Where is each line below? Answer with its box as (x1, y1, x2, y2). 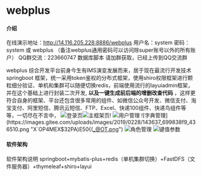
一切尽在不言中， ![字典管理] (16, 112, 168, 119)
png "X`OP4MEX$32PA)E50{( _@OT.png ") (19, 126, 124, 133)
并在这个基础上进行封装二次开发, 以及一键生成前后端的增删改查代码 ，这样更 (6, 90, 196, 97)
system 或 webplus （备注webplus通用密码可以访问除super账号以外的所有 (6, 46, 191, 54)
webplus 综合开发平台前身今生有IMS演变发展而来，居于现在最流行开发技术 (6, 67, 192, 74)
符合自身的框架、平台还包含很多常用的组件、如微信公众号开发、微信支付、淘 (6, 97, 197, 104)
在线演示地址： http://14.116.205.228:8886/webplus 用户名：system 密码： (6, 39, 190, 46)
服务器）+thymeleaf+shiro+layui (11, 163, 92, 170)
